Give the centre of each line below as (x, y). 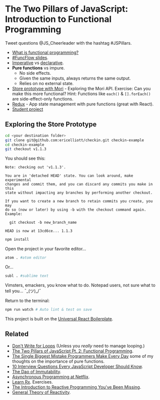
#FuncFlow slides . (30, 57)
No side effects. (35, 73)
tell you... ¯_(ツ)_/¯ (23, 291)
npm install (17, 240)
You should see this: (25, 158)
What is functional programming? (45, 52)
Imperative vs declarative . (38, 63)
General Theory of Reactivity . (41, 392)
